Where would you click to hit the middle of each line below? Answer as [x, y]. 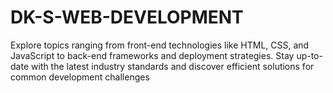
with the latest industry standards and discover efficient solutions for [172, 66]
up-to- [309, 55]
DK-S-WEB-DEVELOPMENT [127, 17]
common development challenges [80, 77]
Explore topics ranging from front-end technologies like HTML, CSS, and [160, 45]
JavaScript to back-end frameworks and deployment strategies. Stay [152, 55]
